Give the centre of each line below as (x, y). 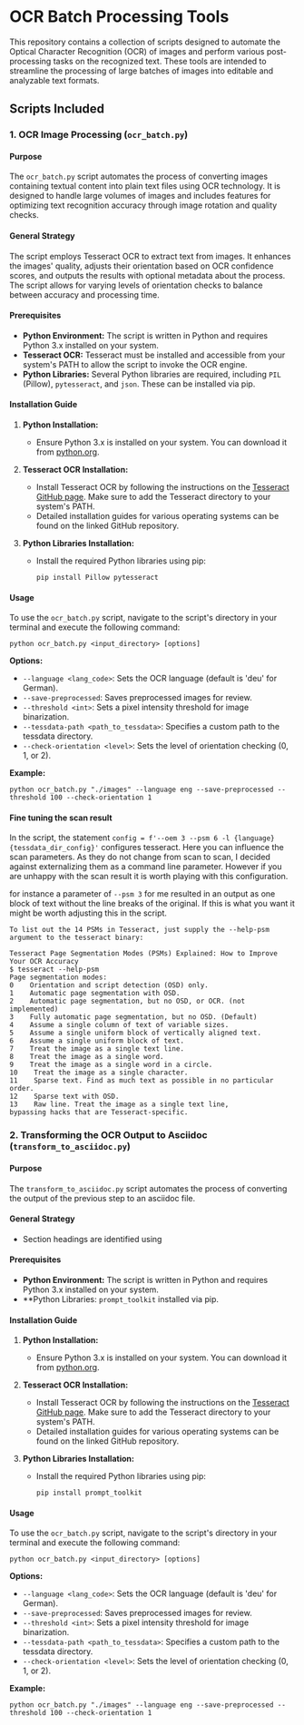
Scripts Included (57, 109)
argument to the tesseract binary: (77, 938)
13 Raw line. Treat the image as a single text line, (119, 1104)
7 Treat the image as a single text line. (97, 1049)
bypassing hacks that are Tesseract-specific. (99, 1112)
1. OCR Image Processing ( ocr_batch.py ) (99, 135)
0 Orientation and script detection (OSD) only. (109, 985)
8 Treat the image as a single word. (87, 1057)
